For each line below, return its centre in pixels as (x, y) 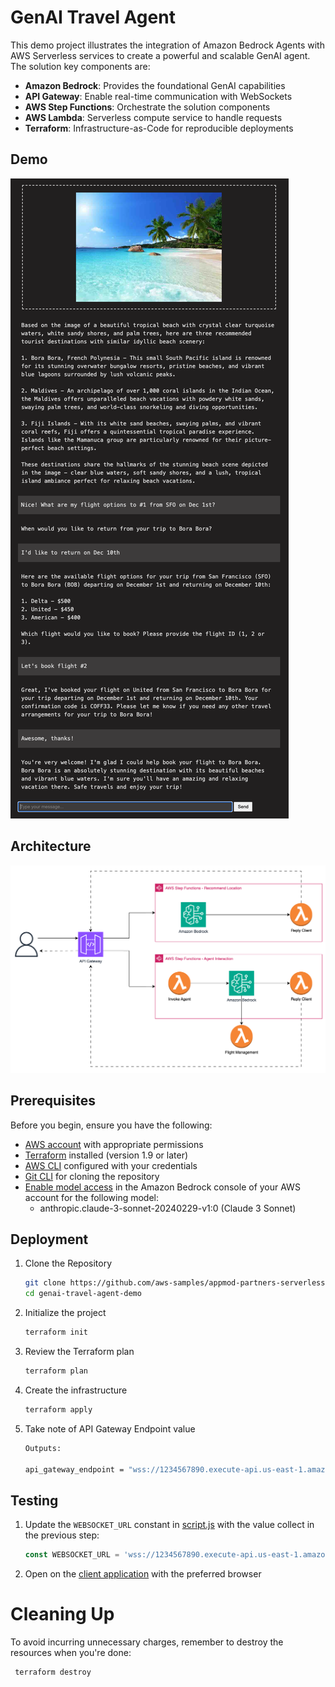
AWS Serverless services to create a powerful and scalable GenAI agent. (160, 55)
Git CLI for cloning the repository (92, 1176)
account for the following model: (91, 1197)
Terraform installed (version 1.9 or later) (106, 1155)
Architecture (51, 846)
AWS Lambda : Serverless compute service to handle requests (153, 117)
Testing (34, 1500)
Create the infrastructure (76, 1390)
